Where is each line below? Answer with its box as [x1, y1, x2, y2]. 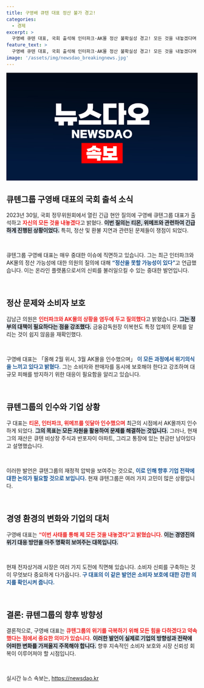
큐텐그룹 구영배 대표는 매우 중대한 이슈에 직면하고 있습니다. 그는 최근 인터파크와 [6, 252, 194, 259]
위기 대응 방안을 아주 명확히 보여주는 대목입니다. [6, 538, 119, 545]
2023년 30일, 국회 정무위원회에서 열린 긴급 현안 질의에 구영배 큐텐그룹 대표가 [6, 211, 189, 219]
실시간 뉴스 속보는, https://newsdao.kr [6, 675, 99, 682]
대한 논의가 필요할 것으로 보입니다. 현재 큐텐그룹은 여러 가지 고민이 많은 [6, 474, 174, 481]
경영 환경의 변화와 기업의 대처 [6, 514, 110, 524]
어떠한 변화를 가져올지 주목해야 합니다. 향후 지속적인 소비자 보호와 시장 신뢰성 [6, 642, 189, 650]
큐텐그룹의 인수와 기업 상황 [6, 402, 100, 413]
